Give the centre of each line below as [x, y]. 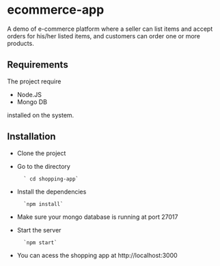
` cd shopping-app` [51, 179]
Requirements [38, 65]
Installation [31, 136]
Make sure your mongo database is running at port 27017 [97, 217]
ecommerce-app [56, 10]
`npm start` [40, 242]
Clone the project [41, 153]
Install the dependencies [52, 191]
